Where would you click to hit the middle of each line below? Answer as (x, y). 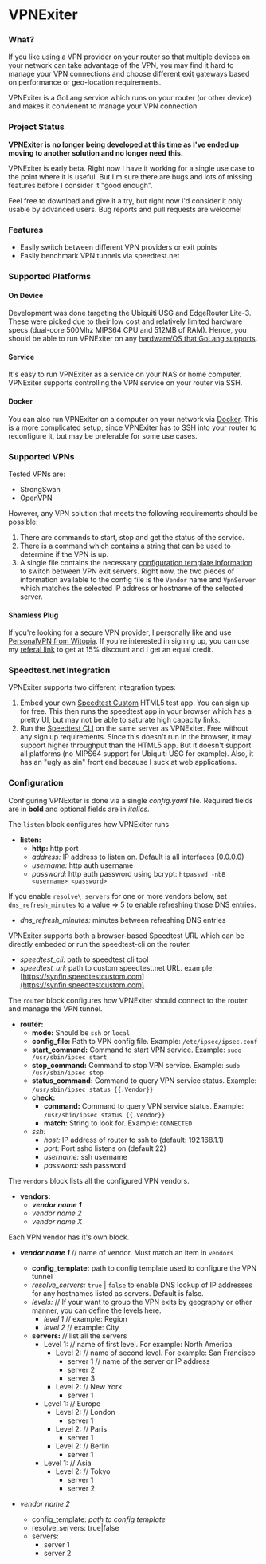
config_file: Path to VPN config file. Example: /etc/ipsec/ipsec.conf (145, 1041)
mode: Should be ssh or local (81, 1032)
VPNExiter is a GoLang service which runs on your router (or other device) (130, 98)
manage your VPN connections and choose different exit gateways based (129, 74)
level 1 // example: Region (85, 1318)
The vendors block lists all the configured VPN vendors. (99, 1180)
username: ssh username (85, 1156)
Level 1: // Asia (67, 1463)
